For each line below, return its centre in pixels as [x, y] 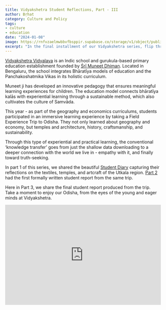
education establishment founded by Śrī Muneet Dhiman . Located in [75, 66]
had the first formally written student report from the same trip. [69, 177]
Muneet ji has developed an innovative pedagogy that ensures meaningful [81, 86]
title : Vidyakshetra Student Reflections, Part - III [62, 10]
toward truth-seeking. [27, 157]
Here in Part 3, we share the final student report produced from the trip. [78, 187]
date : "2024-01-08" [25, 38]
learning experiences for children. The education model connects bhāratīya [82, 91]
